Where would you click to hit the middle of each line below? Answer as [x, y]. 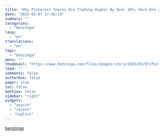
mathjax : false [20, 91]
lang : [10, 32]
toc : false [16, 87]
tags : [10, 50]
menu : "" [14, 60]
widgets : [14, 101]
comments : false [21, 73]
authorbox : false [23, 78]
